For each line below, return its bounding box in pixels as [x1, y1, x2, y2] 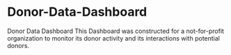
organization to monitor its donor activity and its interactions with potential [7, 34, 221, 42]
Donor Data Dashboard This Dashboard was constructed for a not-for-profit [7, 27, 225, 35]
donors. [7, 41, 30, 49]
